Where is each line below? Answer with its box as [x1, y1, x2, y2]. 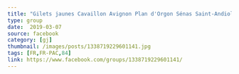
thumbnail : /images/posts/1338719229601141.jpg [7, 43, 152, 50]
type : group [7, 17, 43, 24]
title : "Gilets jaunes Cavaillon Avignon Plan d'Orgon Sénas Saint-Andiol [7, 10, 234, 18]
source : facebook [7, 30, 59, 37]
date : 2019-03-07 [7, 23, 62, 30]
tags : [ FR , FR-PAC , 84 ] [7, 50, 72, 57]
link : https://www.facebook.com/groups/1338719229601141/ [7, 56, 183, 63]
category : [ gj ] [7, 37, 53, 44]
